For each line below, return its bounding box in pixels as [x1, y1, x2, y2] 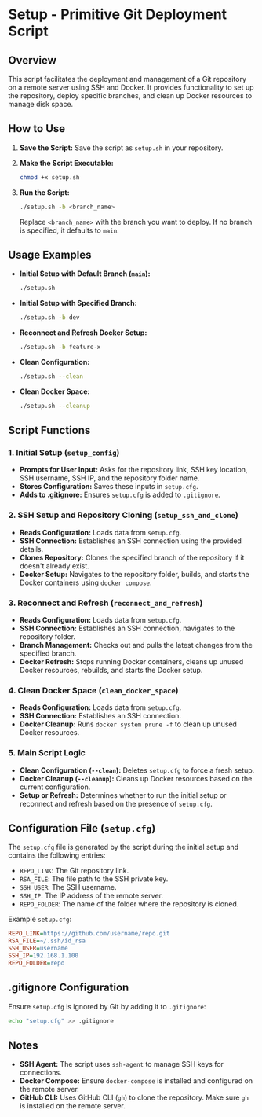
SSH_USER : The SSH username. [19, 883, 117, 892]
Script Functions [8, 424, 91, 437]
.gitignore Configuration [8, 981, 129, 994]
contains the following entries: [8, 851, 106, 860]
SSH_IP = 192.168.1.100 [8, 952, 79, 960]
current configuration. [19, 782, 91, 792]
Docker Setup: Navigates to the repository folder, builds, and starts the [19, 569, 249, 579]
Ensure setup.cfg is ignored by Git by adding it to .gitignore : [8, 1001, 206, 1011]
